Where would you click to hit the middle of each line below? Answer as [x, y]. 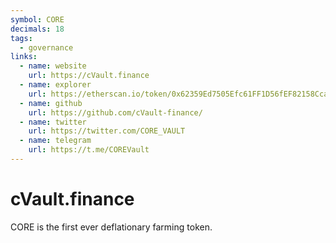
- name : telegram [55, 141]
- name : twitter [53, 122]
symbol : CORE [37, 19]
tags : [21, 38]
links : [24, 57]
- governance [46, 47]
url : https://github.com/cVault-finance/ [115, 112]
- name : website [53, 66]
